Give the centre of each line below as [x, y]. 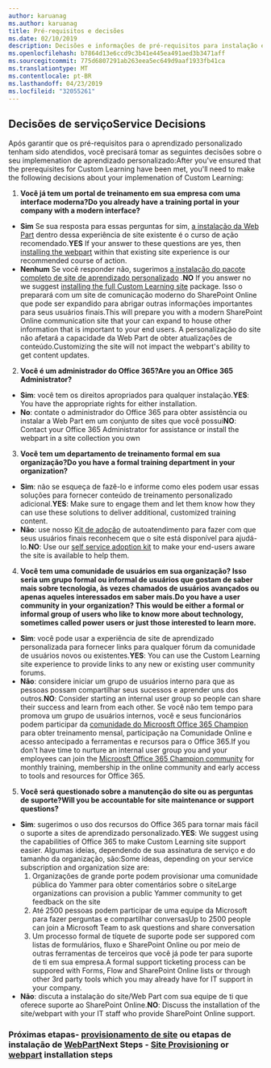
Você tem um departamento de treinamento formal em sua [120, 454]
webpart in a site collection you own [80, 439]
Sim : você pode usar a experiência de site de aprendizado [117, 638]
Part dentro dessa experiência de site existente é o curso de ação [129, 235]
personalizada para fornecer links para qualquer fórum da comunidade [138, 647]
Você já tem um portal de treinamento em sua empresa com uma [130, 193]
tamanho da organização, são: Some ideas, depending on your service [137, 859]
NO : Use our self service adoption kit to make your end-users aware [142, 547]
